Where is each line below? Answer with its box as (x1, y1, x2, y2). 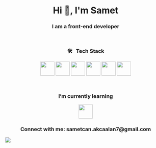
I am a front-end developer (51, 23, 120, 30)
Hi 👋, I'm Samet (53, 5, 119, 16)
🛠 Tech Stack (67, 48, 105, 55)
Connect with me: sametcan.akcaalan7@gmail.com (20, 125, 151, 133)
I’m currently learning (58, 92, 113, 99)
